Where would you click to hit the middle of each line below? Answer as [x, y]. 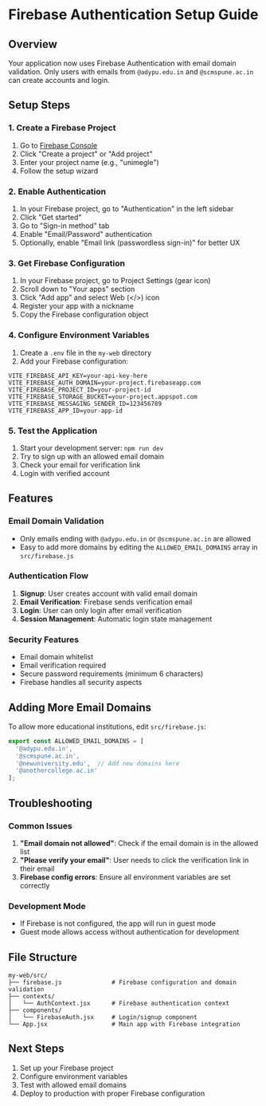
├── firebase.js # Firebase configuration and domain [123, 982]
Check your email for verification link [80, 465]
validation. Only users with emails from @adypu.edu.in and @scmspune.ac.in [131, 72]
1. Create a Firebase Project [62, 128]
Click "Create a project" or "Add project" [86, 154]
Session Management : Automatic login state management [116, 619]
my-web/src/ [28, 976]
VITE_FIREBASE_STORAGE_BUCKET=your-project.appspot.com [103, 396]
